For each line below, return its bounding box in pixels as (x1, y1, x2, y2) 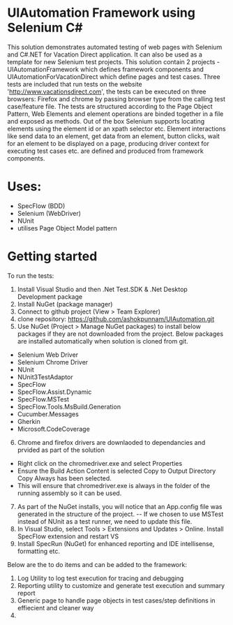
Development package (17, 292, 82, 301)
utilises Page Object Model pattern (17, 223, 117, 232)
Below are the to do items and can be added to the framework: (7, 560, 187, 568)
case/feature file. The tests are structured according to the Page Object (7, 102, 213, 110)
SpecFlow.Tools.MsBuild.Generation (17, 402, 121, 411)
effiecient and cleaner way (17, 603, 94, 612)
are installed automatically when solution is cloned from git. (17, 337, 188, 345)
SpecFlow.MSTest (17, 395, 70, 403)
